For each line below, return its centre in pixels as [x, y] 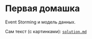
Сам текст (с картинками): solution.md [46, 31]
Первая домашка [43, 9]
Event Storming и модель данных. [40, 22]
